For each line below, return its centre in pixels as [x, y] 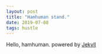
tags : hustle [22, 28]
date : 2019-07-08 [27, 22]
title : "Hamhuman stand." [38, 17]
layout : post [22, 11]
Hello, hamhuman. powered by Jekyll [51, 45]
